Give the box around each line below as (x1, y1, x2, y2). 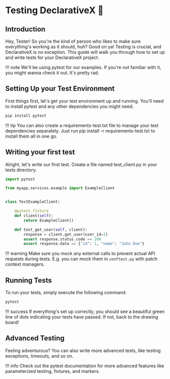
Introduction (5, 25, 46, 34)
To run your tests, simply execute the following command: (5, 290, 127, 296)
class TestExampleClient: (5, 199, 60, 205)
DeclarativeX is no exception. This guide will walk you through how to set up (5, 49, 165, 55)
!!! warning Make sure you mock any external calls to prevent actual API (5, 250, 155, 257)
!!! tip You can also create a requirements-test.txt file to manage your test (5, 122, 159, 129)
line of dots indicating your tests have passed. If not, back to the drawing (5, 313, 159, 320)
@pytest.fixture (14, 208, 49, 214)
